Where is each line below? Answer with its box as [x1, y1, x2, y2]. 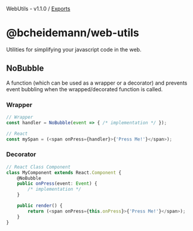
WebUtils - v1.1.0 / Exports [6, 5, 71, 12]
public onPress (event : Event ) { [17, 181, 97, 187]
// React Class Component [6, 164, 71, 170]
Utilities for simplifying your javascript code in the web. [6, 46, 142, 53]
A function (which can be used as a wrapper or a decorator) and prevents [6, 79, 188, 86]
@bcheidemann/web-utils [6, 26, 139, 40]
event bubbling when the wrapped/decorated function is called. [6, 85, 163, 92]
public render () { [17, 203, 63, 209]
